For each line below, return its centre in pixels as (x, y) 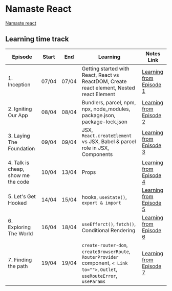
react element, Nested (108, 87)
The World (20, 233)
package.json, (99, 115)
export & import (101, 203)
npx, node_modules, (106, 109)
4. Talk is (19, 163)
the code (19, 182)
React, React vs (100, 75)
